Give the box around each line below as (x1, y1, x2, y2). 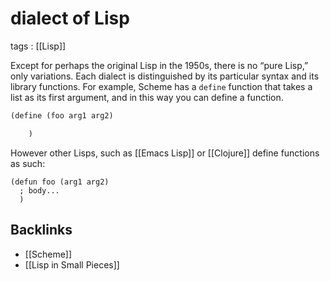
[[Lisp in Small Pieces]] (24, 258, 120, 271)
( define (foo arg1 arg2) (10, 110, 114, 121)
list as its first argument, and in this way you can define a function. (10, 91, 284, 103)
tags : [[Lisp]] (10, 40, 67, 52)
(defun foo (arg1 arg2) (10, 177, 110, 187)
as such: (10, 157, 46, 169)
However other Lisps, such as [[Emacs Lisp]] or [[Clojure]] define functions (10, 147, 320, 159)
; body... (19, 185, 60, 196)
